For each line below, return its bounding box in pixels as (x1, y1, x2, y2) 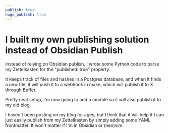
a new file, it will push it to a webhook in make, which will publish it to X (5, 82, 153, 88)
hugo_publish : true (5, 12, 46, 17)
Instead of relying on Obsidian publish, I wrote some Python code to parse (5, 61, 160, 67)
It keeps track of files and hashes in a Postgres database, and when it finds (5, 76, 161, 82)
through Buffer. (5, 87, 37, 93)
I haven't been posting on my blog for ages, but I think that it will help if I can (5, 112, 164, 118)
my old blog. (5, 102, 31, 108)
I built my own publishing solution (5, 34, 149, 45)
